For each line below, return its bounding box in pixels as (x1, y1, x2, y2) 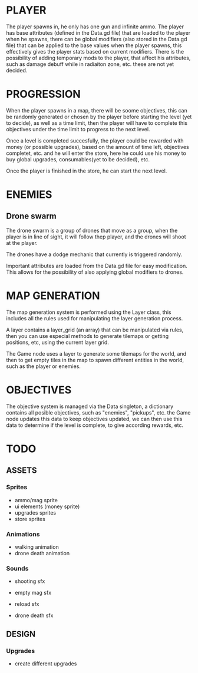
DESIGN (6, 629, 36, 639)
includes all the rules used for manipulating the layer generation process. (6, 314, 183, 321)
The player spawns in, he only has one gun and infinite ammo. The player (6, 23, 184, 30)
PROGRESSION (6, 88, 81, 101)
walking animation (14, 543, 59, 551)
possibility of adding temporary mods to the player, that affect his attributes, (6, 54, 191, 61)
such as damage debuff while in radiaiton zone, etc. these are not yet (6, 60, 174, 68)
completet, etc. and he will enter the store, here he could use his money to (6, 150, 187, 157)
